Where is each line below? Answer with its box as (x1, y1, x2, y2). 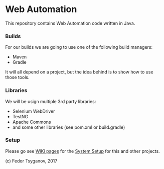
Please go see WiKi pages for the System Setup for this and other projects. (5, 148, 160, 154)
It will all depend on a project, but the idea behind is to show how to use (5, 69, 154, 75)
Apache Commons (12, 119, 51, 125)
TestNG (12, 113, 29, 119)
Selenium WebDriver (12, 108, 55, 114)
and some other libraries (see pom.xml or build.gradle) (12, 124, 125, 130)
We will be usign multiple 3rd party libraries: (5, 98, 96, 104)
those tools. (5, 74, 30, 80)
